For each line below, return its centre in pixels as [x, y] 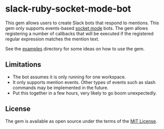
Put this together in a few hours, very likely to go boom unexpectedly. [85, 93]
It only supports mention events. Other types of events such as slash [84, 82]
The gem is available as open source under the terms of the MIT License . [81, 121]
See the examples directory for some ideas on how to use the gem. [75, 49]
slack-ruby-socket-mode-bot [68, 9]
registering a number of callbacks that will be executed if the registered [79, 33]
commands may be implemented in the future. [60, 88]
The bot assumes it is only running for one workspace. [69, 77]
